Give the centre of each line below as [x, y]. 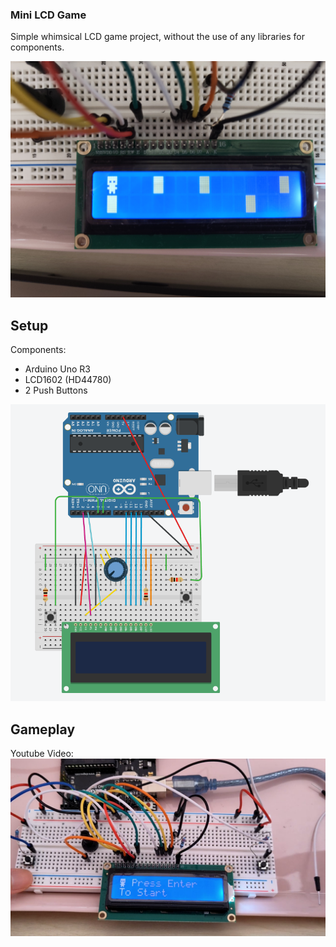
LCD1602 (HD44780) [68, 380]
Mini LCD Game [48, 15]
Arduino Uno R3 [58, 369]
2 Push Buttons [56, 390]
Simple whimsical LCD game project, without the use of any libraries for [157, 37]
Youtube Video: [42, 754]
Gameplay [43, 729]
